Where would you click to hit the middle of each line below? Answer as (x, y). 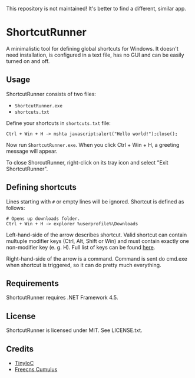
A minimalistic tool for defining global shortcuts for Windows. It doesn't (92, 48)
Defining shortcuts (41, 187)
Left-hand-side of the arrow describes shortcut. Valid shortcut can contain (97, 235)
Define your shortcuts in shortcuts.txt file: (58, 123)
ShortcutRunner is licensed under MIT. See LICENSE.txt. (74, 330)
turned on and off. (28, 61)
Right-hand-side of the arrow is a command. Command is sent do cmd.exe (97, 258)
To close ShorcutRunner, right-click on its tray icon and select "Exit (87, 162)
